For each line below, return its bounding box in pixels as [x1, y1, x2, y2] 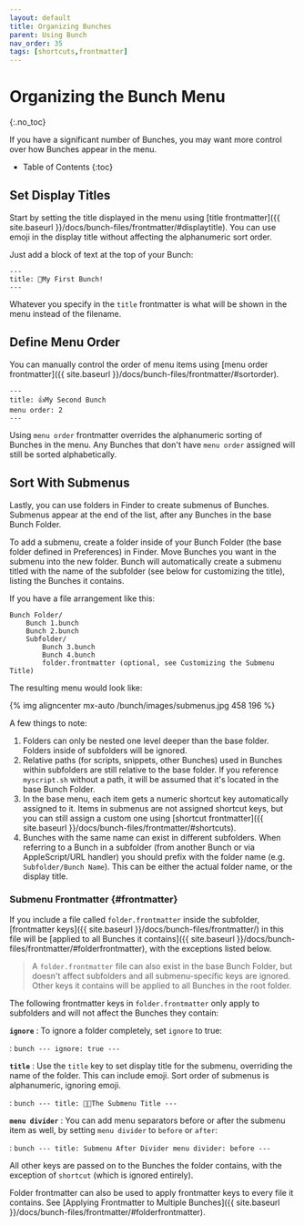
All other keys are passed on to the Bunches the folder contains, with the [9, 1160, 282, 1170]
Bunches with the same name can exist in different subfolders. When [22, 832, 281, 843]
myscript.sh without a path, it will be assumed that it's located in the [22, 773, 279, 784]
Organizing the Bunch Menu [9, 87, 226, 107]
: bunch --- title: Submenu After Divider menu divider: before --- [9, 1142, 271, 1153]
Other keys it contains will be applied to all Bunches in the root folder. [31, 980, 292, 991]
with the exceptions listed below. [148, 943, 272, 954]
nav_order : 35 [9, 38, 64, 48]
